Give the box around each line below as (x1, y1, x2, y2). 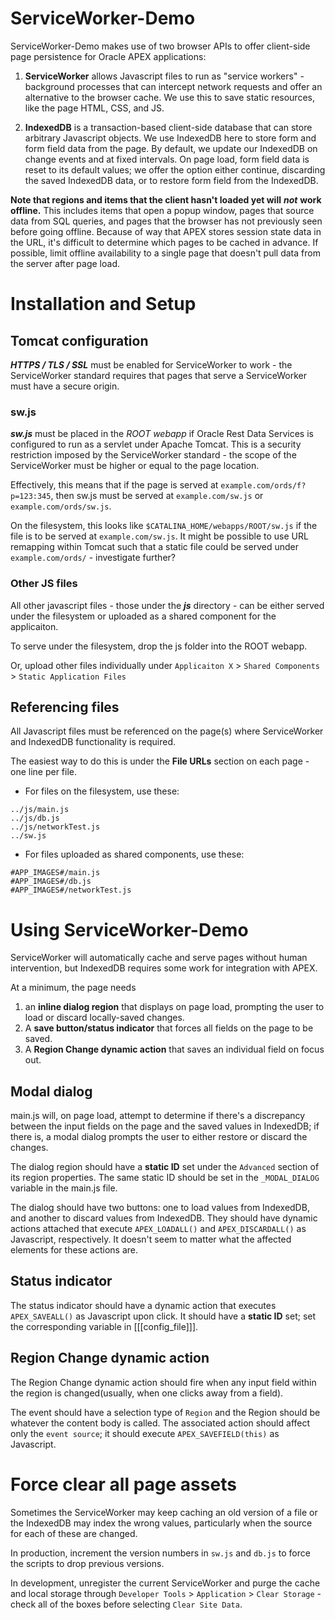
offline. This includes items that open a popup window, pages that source (10, 204, 315, 216)
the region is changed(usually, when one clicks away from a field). (10, 1387, 284, 1399)
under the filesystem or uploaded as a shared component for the (10, 610, 277, 622)
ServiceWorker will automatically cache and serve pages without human (10, 952, 308, 964)
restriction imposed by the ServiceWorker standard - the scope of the (10, 449, 297, 461)
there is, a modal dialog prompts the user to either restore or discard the (10, 1131, 308, 1143)
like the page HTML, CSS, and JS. (24, 102, 165, 114)
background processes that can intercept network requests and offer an (24, 80, 323, 92)
